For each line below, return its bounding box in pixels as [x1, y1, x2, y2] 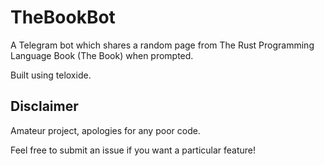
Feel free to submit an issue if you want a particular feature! [10, 144, 257, 156]
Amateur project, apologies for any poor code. [10, 124, 201, 136]
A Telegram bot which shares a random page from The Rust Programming [10, 39, 315, 51]
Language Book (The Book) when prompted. [10, 49, 194, 61]
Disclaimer [10, 98, 79, 115]
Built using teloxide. [10, 69, 92, 81]
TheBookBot [10, 6, 116, 29]
